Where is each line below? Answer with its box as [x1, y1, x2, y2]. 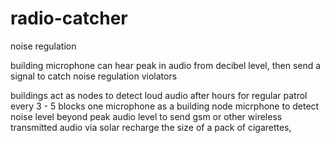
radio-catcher [10, 7, 128, 30]
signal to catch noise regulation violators [10, 70, 178, 82]
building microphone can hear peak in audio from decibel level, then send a [10, 59, 322, 71]
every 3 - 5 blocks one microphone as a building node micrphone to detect [10, 100, 320, 112]
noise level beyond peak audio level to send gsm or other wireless [10, 110, 283, 122]
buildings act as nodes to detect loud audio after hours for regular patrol [10, 89, 308, 101]
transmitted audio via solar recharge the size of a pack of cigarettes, [10, 121, 292, 133]
